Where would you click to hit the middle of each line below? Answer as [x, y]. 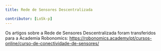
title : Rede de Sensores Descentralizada [49, 10]
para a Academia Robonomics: [37, 38]
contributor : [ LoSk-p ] [29, 19]
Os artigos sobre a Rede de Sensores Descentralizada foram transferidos [80, 33]
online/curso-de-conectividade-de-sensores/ [52, 43]
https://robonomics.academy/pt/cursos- [110, 38]
